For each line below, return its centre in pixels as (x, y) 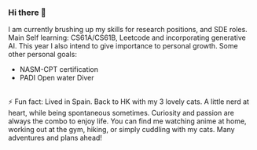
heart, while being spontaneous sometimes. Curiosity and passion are (121, 113)
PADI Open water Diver (57, 78)
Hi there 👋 (28, 12)
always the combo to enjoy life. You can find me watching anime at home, (127, 121)
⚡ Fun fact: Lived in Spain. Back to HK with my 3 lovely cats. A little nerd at (129, 102)
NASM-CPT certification (59, 70)
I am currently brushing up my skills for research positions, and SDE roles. (128, 30)
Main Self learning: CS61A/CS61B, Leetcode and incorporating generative (127, 37)
